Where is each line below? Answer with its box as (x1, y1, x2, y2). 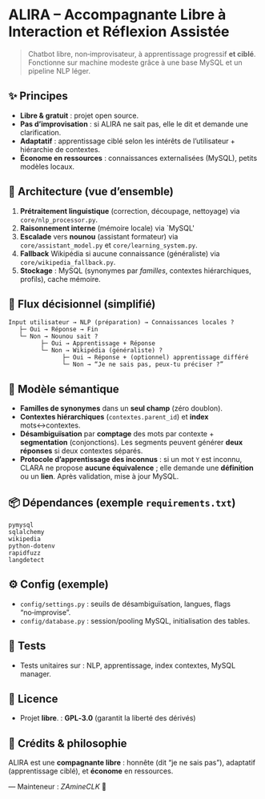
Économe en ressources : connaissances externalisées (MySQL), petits (19, 153, 258, 163)
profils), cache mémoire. (19, 274, 102, 283)
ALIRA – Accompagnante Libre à (8, 6, 227, 24)
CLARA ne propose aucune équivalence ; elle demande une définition (19, 463, 254, 473)
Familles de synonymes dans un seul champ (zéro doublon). (19, 404, 223, 413)
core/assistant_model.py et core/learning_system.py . (19, 240, 198, 250)
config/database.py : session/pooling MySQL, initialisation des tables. (19, 616, 251, 625)
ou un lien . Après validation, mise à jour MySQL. (19, 472, 179, 481)
